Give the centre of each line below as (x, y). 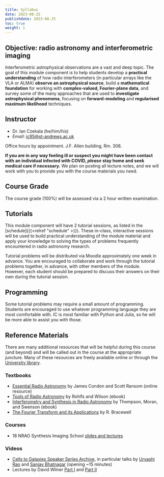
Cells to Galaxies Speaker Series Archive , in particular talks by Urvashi (83, 459)
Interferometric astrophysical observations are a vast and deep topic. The (80, 67)
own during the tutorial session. (37, 277)
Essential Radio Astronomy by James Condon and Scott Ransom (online (85, 386)
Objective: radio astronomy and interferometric (79, 48)
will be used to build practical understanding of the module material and (78, 236)
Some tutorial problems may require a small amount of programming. (75, 304)
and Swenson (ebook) (35, 407)
